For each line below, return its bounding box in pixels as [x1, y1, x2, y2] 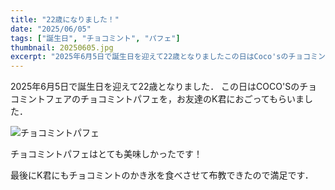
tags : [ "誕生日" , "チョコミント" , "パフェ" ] [10, 33, 181, 43]
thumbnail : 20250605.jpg [10, 42, 114, 53]
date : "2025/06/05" [10, 24, 92, 34]
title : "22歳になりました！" [10, 14, 120, 25]
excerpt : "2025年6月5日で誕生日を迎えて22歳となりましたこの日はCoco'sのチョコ [10, 52, 312, 62]
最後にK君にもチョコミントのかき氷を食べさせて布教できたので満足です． [10, 169, 314, 181]
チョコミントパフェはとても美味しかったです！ [10, 148, 203, 160]
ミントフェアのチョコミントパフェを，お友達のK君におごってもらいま [18, 93, 305, 105]
